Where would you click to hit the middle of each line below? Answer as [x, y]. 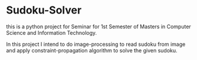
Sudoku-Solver [44, 10]
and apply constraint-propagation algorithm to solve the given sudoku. [92, 50]
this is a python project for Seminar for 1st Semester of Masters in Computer [99, 26]
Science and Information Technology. [52, 32]
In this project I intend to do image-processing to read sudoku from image [96, 44]
